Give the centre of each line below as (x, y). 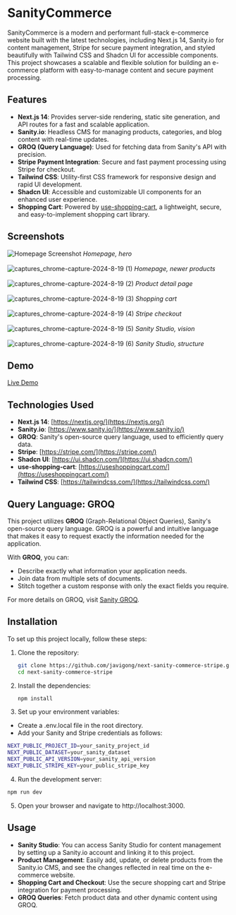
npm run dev (25, 792)
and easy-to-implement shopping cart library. (83, 214)
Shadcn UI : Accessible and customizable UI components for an (110, 191)
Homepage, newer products (175, 268)
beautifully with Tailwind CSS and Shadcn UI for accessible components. (113, 55)
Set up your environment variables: (68, 712)
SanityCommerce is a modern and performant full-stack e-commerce (108, 32)
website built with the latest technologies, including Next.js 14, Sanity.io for (116, 40)
